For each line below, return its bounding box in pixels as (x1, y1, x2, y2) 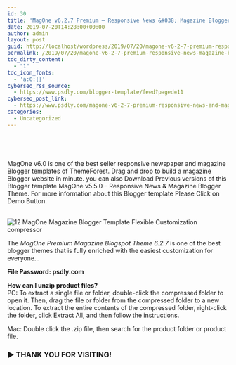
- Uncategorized (13, 115, 61, 122)
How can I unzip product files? (7, 281, 98, 290)
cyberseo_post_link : (7, 96, 68, 103)
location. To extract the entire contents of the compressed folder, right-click (7, 304, 227, 312)
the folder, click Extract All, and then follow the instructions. (7, 311, 180, 320)
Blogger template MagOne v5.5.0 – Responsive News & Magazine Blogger (7, 182, 221, 191)
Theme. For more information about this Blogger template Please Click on (7, 189, 220, 198)
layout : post (7, 37, 46, 44)
